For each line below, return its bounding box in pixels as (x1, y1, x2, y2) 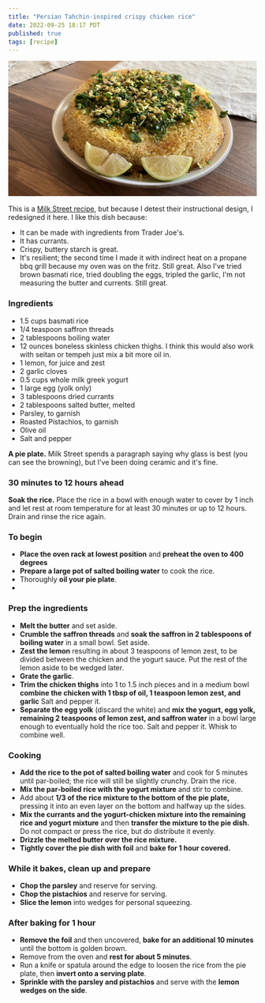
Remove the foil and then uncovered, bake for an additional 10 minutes (19, 935, 254, 945)
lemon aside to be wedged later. (19, 662, 125, 672)
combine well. (19, 730, 65, 739)
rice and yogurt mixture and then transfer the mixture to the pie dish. (19, 818, 250, 828)
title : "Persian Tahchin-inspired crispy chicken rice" (8, 13, 196, 21)
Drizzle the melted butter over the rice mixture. (19, 835, 177, 844)
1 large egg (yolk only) (19, 383, 92, 393)
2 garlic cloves (19, 366, 68, 375)
